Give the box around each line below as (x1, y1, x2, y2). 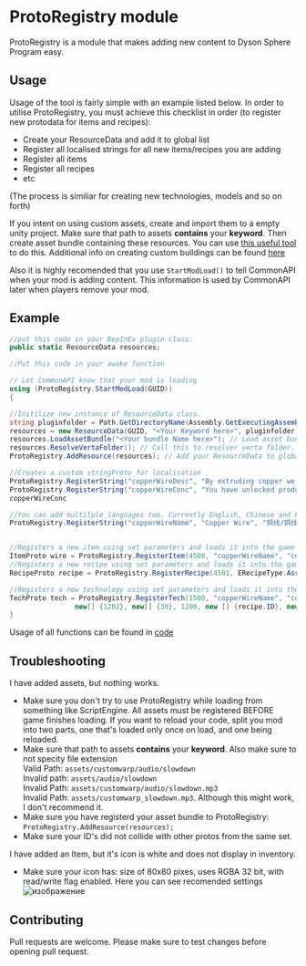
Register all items (22, 153, 88, 164)
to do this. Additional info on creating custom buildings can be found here (9, 246, 285, 257)
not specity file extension (22, 753, 118, 764)
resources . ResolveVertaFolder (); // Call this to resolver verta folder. (9, 443, 296, 452)
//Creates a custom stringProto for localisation (9, 468, 202, 478)
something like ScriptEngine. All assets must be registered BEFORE (22, 705, 275, 716)
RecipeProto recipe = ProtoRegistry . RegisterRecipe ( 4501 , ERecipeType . (9, 568, 287, 577)
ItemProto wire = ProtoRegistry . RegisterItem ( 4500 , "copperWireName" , (9, 552, 283, 561)
